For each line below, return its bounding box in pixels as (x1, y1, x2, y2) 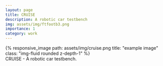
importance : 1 (5, 26, 36, 31)
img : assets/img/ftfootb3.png (5, 21, 70, 27)
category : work (5, 31, 38, 36)
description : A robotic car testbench (5, 17, 88, 22)
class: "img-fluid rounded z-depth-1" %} (5, 50, 90, 56)
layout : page (5, 7, 33, 13)
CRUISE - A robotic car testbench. (5, 56, 77, 61)
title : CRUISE (5, 12, 36, 17)
